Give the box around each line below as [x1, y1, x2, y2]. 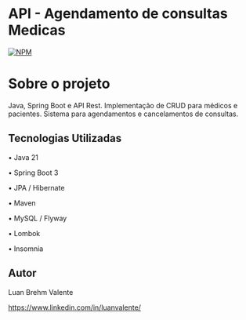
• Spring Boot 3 [8, 168, 59, 177]
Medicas [8, 21, 66, 39]
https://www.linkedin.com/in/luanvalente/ [8, 303, 141, 312]
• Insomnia [8, 244, 44, 253]
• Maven [8, 198, 37, 208]
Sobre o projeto [8, 75, 110, 93]
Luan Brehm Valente [8, 287, 74, 296]
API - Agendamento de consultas [8, 5, 229, 23]
